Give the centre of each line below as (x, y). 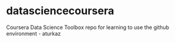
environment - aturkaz (34, 33)
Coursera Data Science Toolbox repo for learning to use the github (88, 27)
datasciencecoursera (60, 11)
